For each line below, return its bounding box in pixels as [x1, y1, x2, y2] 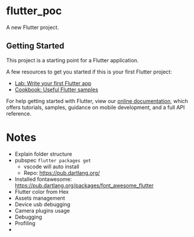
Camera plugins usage [14, 207, 70, 214]
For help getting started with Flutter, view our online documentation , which [6, 97, 189, 104]
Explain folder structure [14, 150, 72, 158]
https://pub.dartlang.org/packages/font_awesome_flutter [14, 182, 154, 189]
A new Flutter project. [6, 24, 59, 31]
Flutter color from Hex [14, 188, 69, 195]
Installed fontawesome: [14, 175, 72, 182]
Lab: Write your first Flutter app [14, 79, 92, 87]
